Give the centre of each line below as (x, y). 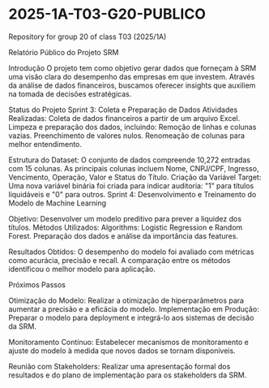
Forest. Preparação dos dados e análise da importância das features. (124, 235)
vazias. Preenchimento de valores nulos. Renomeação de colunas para (127, 136)
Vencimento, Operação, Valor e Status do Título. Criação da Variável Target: (135, 177)
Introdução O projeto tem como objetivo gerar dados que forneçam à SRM (132, 68)
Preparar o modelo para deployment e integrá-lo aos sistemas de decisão (131, 317)
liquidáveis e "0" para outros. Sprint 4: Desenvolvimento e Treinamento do (132, 194)
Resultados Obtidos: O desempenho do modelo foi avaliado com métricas (131, 252)
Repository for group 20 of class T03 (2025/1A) (88, 37)
